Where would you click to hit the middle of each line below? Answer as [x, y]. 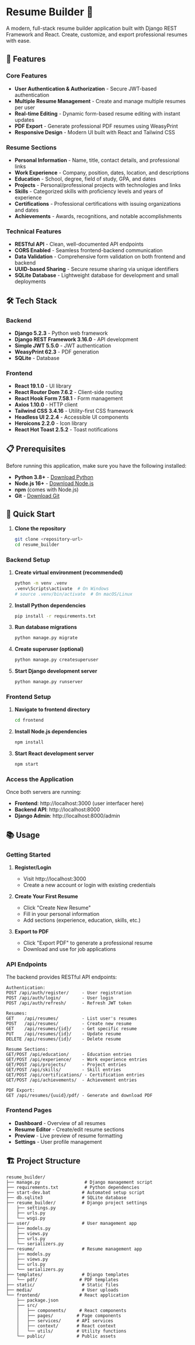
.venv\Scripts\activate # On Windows [62, 589]
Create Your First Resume [46, 896]
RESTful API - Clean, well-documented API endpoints [79, 244]
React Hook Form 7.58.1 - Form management [69, 399]
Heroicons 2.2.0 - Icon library [51, 423]
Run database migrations [46, 627]
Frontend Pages [29, 1110]
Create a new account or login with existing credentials [89, 885]
